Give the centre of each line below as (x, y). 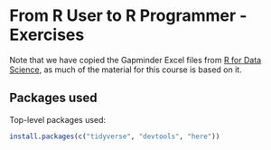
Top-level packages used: (58, 119)
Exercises (47, 35)
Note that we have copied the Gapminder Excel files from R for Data (135, 60)
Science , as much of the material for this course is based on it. (126, 70)
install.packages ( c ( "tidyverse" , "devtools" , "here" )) (115, 136)
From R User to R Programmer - (128, 16)
